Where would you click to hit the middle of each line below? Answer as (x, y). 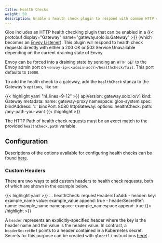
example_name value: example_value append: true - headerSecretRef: (75, 200)
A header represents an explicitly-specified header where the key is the (75, 220)
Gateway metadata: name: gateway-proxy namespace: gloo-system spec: (78, 101)
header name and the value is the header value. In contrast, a (66, 226)
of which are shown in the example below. (47, 186)
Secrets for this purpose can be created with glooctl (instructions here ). (77, 236)
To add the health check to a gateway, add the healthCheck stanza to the (77, 82)
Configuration (27, 141)
